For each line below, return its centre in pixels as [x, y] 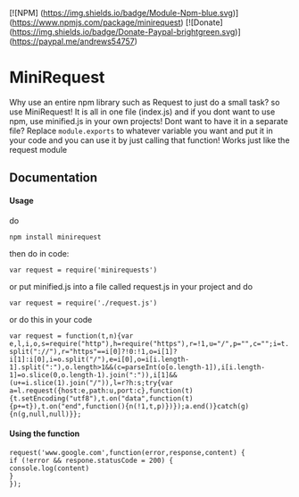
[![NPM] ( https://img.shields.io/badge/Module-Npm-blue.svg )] [124, 13]
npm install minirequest [55, 237]
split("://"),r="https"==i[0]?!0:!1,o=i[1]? [93, 351]
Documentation [54, 178]
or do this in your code [51, 319]
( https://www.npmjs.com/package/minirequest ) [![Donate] [116, 22]
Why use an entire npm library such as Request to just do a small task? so [145, 102]
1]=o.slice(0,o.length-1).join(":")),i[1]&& [93, 375]
